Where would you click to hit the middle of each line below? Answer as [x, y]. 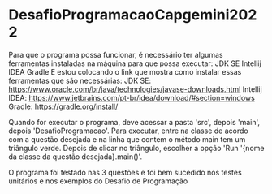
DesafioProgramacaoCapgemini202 [133, 15]
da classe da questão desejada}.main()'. [76, 157]
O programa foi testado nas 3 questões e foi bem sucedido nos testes [125, 172]
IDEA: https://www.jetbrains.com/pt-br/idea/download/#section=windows [132, 97]
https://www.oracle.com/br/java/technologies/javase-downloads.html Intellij [135, 89]
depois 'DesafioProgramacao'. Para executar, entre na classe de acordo [129, 131]
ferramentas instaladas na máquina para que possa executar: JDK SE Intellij [135, 63]
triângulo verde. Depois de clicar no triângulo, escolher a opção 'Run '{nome [136, 148]
